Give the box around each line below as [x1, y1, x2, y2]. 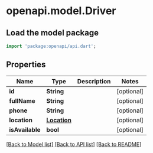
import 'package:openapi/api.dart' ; [6, 43, 96, 49]
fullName [9, 96, 35, 105]
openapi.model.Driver [6, 4, 116, 18]
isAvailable [9, 125, 41, 134]
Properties [6, 60, 46, 70]
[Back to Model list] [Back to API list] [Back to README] [6, 141, 142, 148]
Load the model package [6, 28, 99, 38]
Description [77, 77, 111, 85]
